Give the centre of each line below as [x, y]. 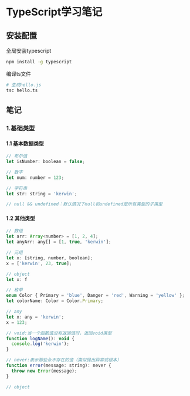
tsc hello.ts [22, 90]
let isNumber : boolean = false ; [45, 162]
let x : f [17, 279]
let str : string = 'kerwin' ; [42, 194]
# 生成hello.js [24, 85]
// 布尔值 [17, 156]
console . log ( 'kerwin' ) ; [40, 344]
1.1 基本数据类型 [25, 143]
